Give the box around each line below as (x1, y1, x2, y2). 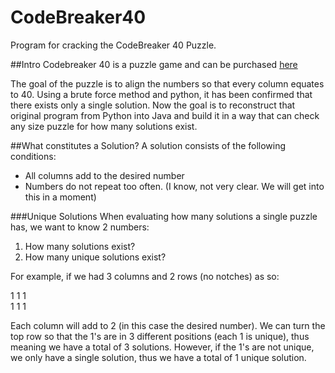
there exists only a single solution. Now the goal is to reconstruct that (10, 99, 296, 111)
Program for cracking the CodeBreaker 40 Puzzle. (10, 39, 217, 51)
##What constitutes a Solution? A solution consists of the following (10, 139, 287, 151)
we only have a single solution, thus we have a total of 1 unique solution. (10, 351, 307, 363)
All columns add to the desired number (24, 169, 185, 181)
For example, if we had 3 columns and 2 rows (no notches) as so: (10, 270, 280, 282)
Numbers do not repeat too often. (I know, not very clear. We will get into (24, 180, 325, 192)
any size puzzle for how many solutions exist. (10, 120, 198, 132)
